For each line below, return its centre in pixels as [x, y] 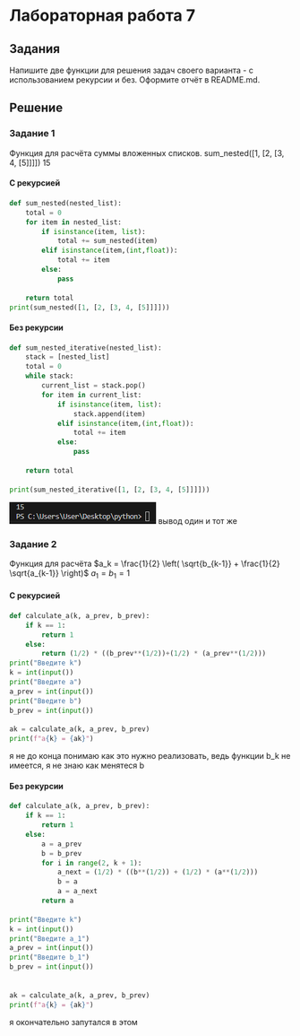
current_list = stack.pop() [94, 386]
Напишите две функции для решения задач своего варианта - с [131, 70]
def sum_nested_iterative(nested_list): [86, 348]
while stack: [50, 376]
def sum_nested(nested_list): [66, 203]
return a [58, 901]
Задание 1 [32, 134]
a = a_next [77, 892]
